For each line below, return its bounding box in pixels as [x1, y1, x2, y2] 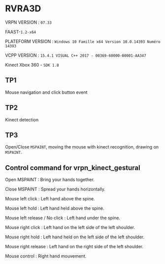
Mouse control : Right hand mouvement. [5, 253, 87, 259]
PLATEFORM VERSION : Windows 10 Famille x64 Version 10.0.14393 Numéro [5, 38, 161, 44]
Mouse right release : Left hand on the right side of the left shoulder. [5, 244, 144, 250]
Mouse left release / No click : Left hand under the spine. [5, 215, 121, 221]
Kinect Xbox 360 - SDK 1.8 [5, 62, 59, 68]
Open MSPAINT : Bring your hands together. [5, 177, 95, 183]
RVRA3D [5, 3, 41, 14]
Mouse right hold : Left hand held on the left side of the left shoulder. [5, 234, 145, 240]
